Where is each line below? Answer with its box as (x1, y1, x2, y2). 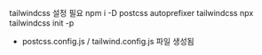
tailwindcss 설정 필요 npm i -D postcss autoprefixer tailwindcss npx (9, 8, 254, 18)
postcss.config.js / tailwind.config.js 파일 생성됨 (21, 36, 195, 46)
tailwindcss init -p (9, 18, 75, 28)
